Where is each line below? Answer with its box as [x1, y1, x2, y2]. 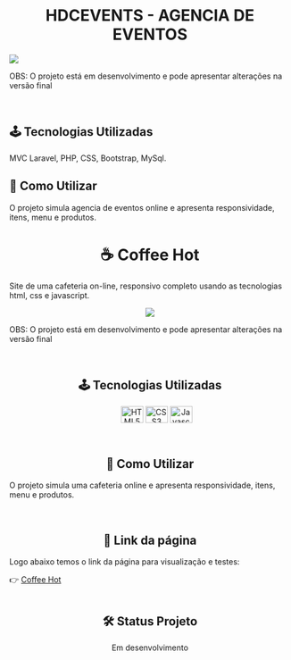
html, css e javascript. [9, 289, 90, 300]
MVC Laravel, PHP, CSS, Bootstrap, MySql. [9, 153, 167, 163]
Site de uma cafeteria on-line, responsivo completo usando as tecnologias [9, 280, 283, 291]
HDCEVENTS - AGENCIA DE [46, 5, 254, 26]
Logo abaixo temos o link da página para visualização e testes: [9, 556, 240, 567]
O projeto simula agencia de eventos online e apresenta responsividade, [9, 202, 275, 213]
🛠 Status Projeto [102, 614, 198, 630]
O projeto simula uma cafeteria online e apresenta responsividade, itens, [9, 480, 276, 491]
